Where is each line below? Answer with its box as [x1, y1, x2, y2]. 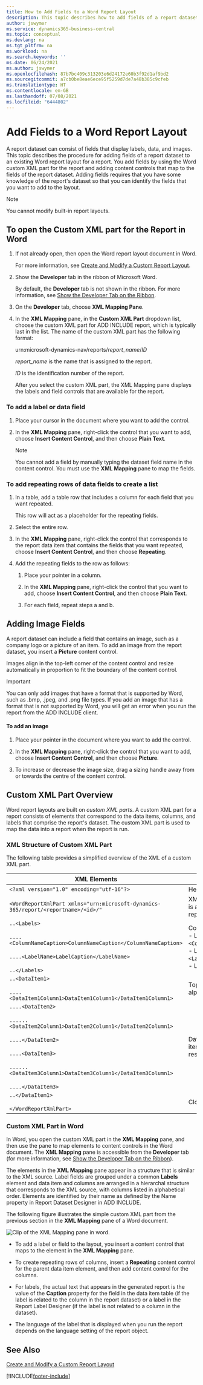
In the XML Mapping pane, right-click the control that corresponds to [14, 535, 188, 542]
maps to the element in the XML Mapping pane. [14, 1247, 135, 1254]
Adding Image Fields [6, 619, 85, 630]
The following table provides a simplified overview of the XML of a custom [6, 854, 192, 861]
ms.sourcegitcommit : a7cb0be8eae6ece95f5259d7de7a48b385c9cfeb [6, 76, 169, 82]
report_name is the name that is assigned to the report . [14, 358, 152, 365]
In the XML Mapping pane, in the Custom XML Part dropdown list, [14, 315, 181, 323]
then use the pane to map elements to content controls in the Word [6, 1142, 173, 1150]
